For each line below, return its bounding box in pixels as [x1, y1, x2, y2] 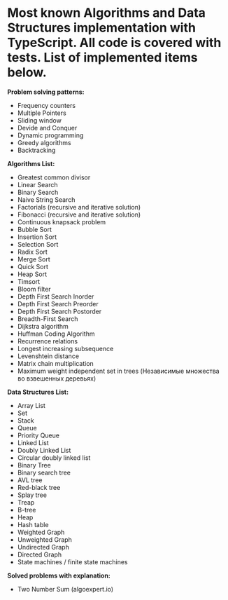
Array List [17, 401, 45, 409]
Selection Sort [17, 240, 59, 248]
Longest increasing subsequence [17, 344, 114, 353]
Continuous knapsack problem [17, 217, 106, 226]
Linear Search [17, 180, 58, 189]
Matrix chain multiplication [17, 359, 94, 367]
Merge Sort [17, 254, 50, 264]
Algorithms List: [7, 159, 55, 168]
